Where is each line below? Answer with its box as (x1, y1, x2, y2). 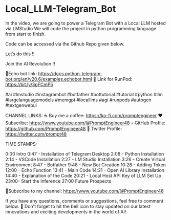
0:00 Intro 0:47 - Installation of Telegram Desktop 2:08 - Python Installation (5, 150, 164, 157)
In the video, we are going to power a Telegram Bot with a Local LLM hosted (5, 20, 166, 26)
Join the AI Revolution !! (5, 60, 55, 67)
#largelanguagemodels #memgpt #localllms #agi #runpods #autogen (5, 97, 152, 103)
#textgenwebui (5, 102, 37, 108)
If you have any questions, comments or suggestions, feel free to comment (5, 197, 164, 204)
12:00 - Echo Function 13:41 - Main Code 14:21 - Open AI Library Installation (5, 167, 165, 173)
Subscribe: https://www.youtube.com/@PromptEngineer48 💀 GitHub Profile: (5, 120, 166, 126)
